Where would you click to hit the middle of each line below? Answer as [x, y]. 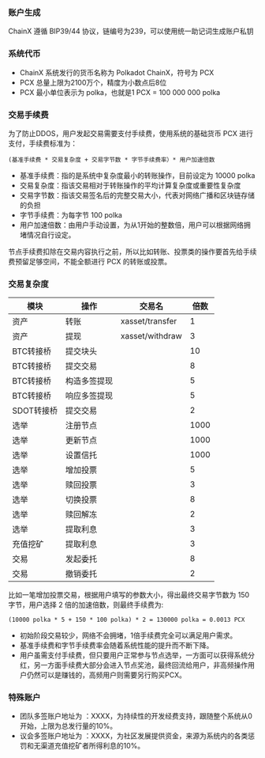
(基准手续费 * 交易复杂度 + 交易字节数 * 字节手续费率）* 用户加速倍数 [112, 160]
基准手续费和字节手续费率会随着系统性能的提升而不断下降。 [116, 646]
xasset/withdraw [151, 336]
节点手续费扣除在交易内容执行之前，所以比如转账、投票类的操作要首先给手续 [132, 252]
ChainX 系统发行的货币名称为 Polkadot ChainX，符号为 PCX [117, 72]
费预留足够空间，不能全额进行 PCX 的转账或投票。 [90, 261]
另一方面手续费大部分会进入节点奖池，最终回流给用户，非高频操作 [141, 665]
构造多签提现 [89, 381]
